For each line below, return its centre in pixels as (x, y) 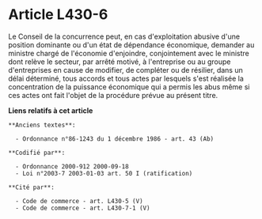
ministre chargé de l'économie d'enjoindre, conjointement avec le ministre (129, 53)
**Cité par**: (32, 187)
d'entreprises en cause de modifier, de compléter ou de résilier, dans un (125, 70)
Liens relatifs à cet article (51, 110)
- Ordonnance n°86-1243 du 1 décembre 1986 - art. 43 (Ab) (115, 139)
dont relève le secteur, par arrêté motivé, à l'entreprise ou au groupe (120, 62)
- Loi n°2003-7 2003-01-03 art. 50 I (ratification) (104, 173)
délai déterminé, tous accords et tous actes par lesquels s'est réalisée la (126, 78)
